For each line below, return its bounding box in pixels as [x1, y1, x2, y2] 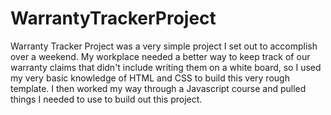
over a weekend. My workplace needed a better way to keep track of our [10, 50, 311, 62]
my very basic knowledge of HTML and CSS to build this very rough [10, 72, 290, 84]
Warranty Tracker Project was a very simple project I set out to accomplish [10, 40, 318, 52]
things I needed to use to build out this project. [10, 93, 203, 105]
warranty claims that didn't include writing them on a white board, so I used [10, 61, 322, 73]
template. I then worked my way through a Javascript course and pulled [10, 82, 307, 94]
